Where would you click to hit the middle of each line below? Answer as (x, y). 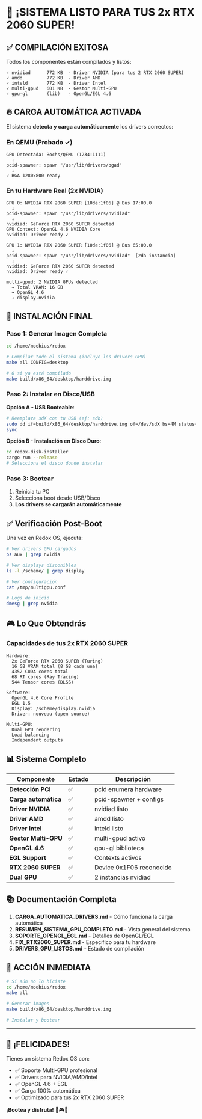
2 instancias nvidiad (123, 877)
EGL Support (28, 857)
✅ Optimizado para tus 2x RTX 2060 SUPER (69, 1097)
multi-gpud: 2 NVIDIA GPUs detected (52, 282)
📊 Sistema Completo (46, 759)
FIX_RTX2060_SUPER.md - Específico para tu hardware (85, 942)
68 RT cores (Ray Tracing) (45, 677)
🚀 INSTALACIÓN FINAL (50, 316)
